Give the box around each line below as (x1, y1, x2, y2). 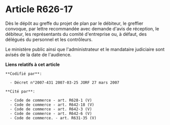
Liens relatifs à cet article (5, 61, 60, 67)
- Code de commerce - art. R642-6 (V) (10, 111, 93, 116)
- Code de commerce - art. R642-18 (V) (10, 102, 95, 107)
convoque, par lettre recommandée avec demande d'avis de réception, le (5, 25, 159, 31)
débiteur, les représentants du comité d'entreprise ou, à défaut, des (5, 31, 147, 37)
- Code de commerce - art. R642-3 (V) (10, 106, 93, 112)
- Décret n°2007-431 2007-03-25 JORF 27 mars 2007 (10, 80, 120, 85)
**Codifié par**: (5, 71, 42, 76)
